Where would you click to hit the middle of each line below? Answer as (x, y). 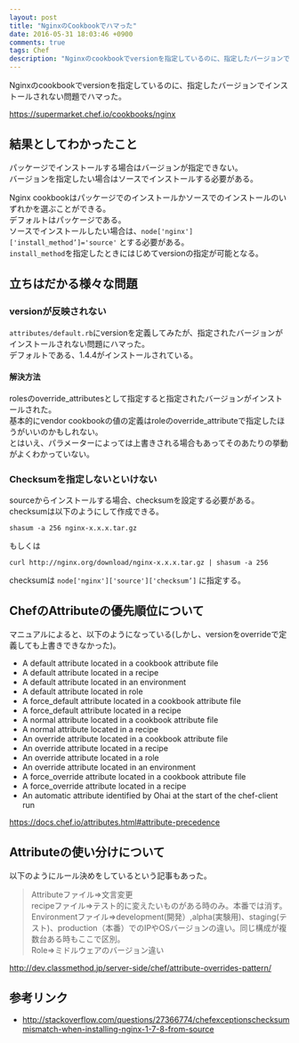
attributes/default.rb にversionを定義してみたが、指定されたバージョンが (146, 332)
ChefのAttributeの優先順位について (107, 611)
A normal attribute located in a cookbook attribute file (120, 720)
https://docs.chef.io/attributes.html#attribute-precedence (115, 822)
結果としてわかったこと (73, 145)
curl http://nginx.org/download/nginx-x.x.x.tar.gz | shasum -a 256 (139, 562)
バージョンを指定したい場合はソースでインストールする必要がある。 (133, 178)
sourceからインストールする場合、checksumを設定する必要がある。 (134, 500)
